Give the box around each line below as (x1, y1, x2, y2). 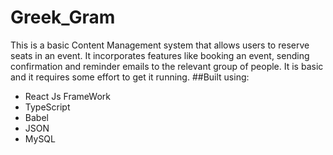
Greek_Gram (10, 6, 116, 29)
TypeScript (24, 101, 71, 113)
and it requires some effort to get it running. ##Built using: (10, 71, 250, 83)
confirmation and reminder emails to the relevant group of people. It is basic (10, 60, 324, 72)
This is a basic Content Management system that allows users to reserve (10, 39, 310, 51)
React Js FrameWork (24, 90, 111, 102)
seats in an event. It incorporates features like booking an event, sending (10, 49, 310, 61)
